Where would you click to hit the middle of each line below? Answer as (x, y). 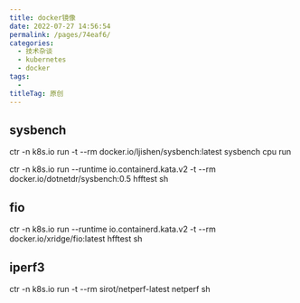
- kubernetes (42, 60)
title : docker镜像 (42, 18)
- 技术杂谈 (35, 52)
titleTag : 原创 (37, 93)
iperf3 (27, 267)
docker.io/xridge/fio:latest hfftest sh (76, 239)
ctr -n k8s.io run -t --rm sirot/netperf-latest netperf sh (110, 289)
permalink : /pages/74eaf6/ (60, 34)
